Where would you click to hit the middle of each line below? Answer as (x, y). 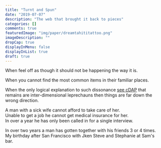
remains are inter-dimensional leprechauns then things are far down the (79, 95)
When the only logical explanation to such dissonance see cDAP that (76, 90)
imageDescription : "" (28, 38)
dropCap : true (20, 42)
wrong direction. (22, 100)
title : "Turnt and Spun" (31, 10)
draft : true (17, 56)
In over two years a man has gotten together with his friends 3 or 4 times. (80, 130)
